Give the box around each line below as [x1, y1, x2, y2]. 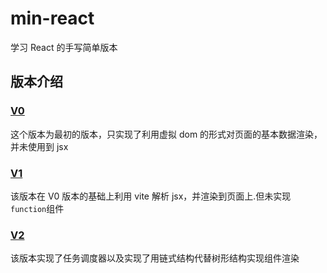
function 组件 [10, 202, 65, 214]
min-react [10, 7, 95, 30]
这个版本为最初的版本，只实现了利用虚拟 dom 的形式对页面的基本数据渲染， [10, 128, 323, 140]
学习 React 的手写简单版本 [10, 41, 118, 53]
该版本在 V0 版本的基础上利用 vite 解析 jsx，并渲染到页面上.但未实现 [10, 190, 292, 202]
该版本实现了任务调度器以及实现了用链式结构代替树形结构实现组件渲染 [10, 252, 300, 264]
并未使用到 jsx [10, 140, 69, 152]
